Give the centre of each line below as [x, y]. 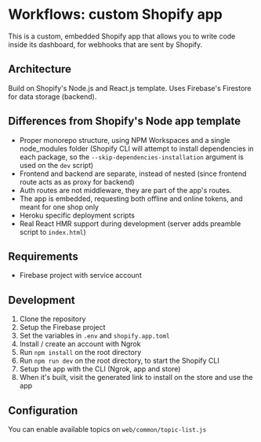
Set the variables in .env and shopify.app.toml [94, 336]
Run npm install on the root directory [80, 353]
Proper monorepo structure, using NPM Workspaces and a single [125, 140]
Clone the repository [53, 319]
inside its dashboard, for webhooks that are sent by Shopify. [105, 44]
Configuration [43, 410]
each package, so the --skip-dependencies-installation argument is [132, 157]
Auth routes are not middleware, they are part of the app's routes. [125, 190]
